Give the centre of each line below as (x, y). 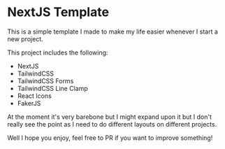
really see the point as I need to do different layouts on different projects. (112, 124)
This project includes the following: (58, 52)
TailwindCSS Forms (45, 80)
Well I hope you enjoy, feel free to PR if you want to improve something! (110, 138)
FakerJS (29, 103)
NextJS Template (58, 12)
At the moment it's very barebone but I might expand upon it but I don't (109, 117)
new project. (25, 38)
